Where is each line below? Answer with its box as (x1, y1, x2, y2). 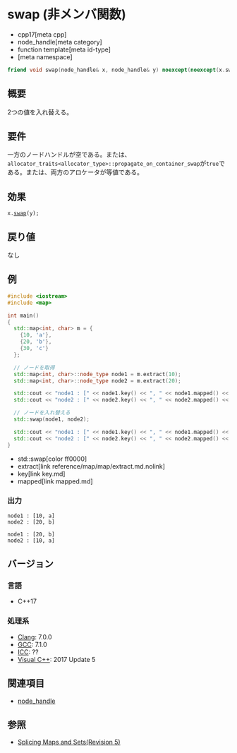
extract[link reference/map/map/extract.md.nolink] (17, 462, 166, 470)
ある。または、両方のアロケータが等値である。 (7, 168, 143, 176)
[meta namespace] (17, 52, 73, 61)
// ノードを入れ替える (13, 409, 71, 416)
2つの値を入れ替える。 (7, 107, 73, 116)
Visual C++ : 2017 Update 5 (17, 655, 96, 663)
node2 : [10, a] (7, 537, 55, 544)
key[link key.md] (17, 469, 66, 478)
